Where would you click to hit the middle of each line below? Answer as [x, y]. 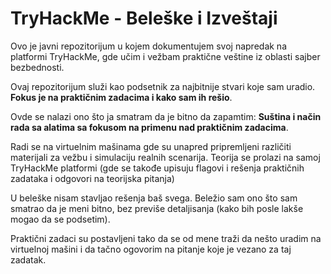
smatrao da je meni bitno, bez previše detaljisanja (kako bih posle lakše [157, 208]
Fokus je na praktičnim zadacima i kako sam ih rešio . [121, 97]
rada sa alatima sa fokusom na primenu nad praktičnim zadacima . [149, 127]
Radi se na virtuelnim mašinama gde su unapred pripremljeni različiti [151, 146]
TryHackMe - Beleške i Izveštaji [144, 18]
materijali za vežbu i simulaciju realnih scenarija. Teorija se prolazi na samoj [165, 157]
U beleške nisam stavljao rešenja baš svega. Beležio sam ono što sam [154, 198]
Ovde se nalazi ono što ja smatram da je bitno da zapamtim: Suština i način [166, 116]
